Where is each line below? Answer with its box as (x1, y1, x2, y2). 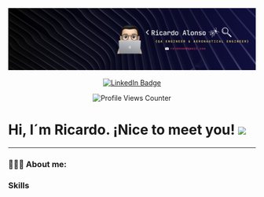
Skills (8, 180, 30, 191)
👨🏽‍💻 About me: (8, 158, 67, 169)
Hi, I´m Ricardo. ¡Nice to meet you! (8, 121, 236, 139)
